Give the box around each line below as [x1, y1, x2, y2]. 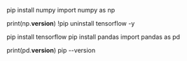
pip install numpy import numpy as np [6, 6, 116, 14]
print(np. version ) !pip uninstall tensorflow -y [6, 19, 135, 27]
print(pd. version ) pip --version [6, 46, 96, 54]
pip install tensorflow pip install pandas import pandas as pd [6, 33, 180, 41]
